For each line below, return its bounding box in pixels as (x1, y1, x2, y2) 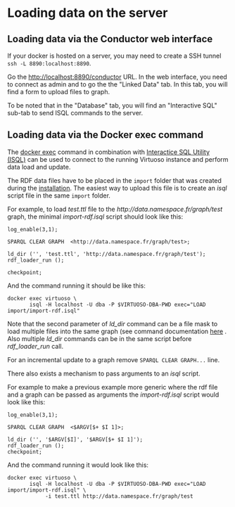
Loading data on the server (7, 5, 168, 21)
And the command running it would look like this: (7, 461, 149, 469)
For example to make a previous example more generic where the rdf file (7, 383, 218, 391)
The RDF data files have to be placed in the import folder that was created (7, 176, 222, 184)
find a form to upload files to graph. (7, 88, 110, 96)
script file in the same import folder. (7, 191, 111, 200)
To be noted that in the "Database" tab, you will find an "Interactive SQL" (7, 101, 217, 110)
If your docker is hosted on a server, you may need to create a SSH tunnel (7, 51, 222, 60)
